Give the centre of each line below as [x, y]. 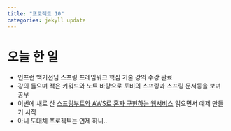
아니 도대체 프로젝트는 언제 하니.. [62, 121]
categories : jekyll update [47, 20]
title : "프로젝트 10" [36, 14]
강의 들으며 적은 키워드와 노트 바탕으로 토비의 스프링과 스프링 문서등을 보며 [119, 86]
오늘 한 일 [33, 57]
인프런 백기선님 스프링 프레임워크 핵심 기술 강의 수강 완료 [95, 77]
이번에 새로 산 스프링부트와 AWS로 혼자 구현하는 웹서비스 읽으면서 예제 [114, 103]
